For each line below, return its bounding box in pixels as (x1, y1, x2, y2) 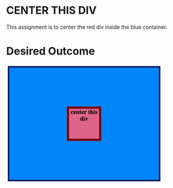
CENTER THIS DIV (6, 4, 97, 17)
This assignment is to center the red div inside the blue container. (6, 23, 168, 31)
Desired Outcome (6, 44, 95, 58)
